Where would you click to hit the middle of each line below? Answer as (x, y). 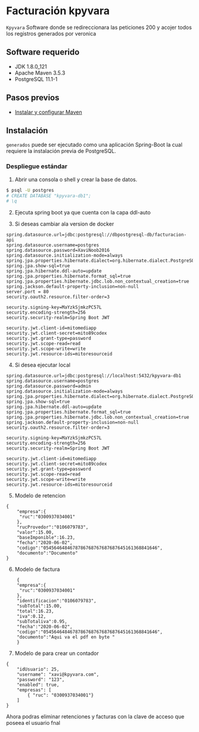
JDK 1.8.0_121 (31, 66)
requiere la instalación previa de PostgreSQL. (61, 151)
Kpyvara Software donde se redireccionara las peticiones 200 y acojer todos (99, 27)
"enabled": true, (38, 685)
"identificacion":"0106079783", (57, 601)
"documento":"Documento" (47, 553)
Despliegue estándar (37, 166)
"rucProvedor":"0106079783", (53, 527)
